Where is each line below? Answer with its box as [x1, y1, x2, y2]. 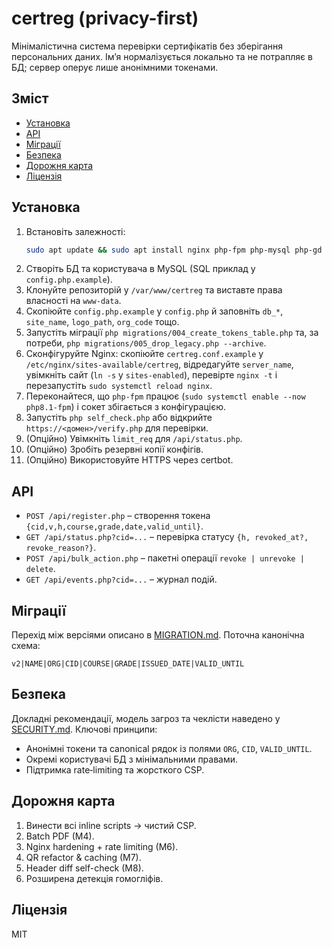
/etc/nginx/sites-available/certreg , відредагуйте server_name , [25, 358, 294, 371]
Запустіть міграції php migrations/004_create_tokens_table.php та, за [25, 327, 319, 339]
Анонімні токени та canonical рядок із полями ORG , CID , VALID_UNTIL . [25, 742, 313, 754]
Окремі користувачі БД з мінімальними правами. [25, 753, 239, 765]
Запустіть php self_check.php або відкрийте [25, 412, 213, 424]
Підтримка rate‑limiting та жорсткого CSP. [25, 763, 205, 776]
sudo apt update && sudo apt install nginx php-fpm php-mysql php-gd [25, 245, 323, 255]
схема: [11, 640, 41, 652]
